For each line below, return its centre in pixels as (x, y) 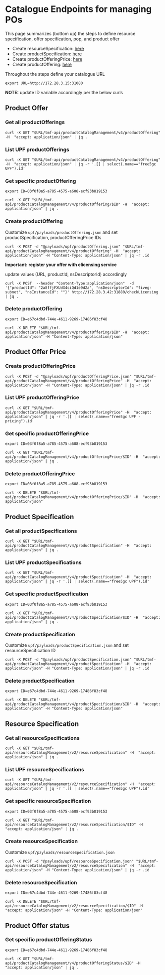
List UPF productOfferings (37, 149)
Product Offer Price (36, 352)
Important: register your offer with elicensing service (61, 265)
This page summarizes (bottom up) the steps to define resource (70, 33)
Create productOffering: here (42, 64)
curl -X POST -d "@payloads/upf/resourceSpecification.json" (70, 861)
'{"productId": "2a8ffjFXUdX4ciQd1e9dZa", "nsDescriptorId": (70, 287)
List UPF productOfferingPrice (42, 398)
